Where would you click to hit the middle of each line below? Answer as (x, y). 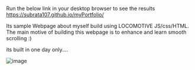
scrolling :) (19, 38)
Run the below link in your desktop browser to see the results (81, 8)
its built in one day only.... (37, 50)
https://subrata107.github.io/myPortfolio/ (55, 15)
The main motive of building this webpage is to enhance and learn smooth (96, 32)
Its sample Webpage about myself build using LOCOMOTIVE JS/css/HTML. (97, 26)
